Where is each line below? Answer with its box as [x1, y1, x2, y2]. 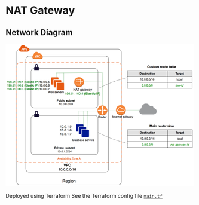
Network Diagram [5, 27, 73, 38]
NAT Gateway [5, 4, 75, 17]
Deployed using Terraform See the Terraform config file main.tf [5, 192, 163, 199]
